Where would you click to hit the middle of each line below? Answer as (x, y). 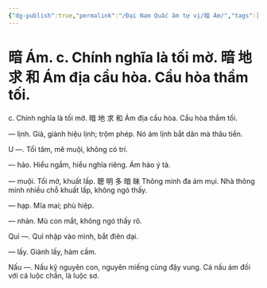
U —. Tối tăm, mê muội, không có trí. (68, 149)
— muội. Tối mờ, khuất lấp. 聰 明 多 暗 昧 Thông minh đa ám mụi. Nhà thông (132, 181)
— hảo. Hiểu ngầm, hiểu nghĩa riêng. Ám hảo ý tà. (89, 165)
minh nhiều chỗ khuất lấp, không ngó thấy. (78, 190)
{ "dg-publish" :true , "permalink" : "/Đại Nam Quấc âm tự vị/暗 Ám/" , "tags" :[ (134, 16)
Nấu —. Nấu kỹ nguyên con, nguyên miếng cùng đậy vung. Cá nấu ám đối (130, 267)
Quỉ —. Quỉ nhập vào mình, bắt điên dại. (74, 236)
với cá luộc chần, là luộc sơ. (54, 275)
